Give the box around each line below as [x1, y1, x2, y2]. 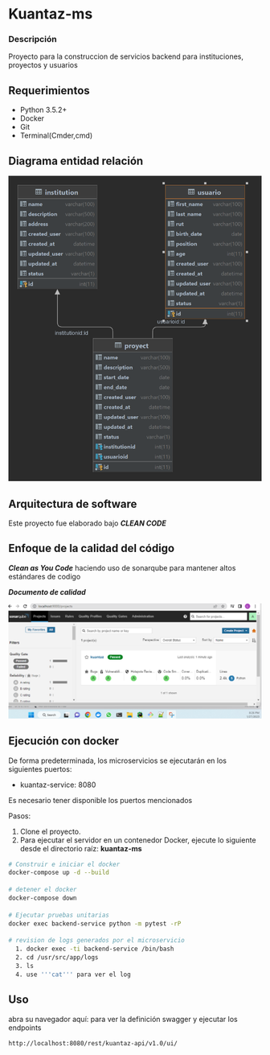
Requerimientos [8, 84, 90, 97]
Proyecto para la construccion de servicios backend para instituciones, [8, 52, 243, 61]
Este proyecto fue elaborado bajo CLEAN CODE [8, 518, 167, 528]
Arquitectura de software [8, 497, 137, 511]
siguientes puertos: [8, 764, 72, 773]
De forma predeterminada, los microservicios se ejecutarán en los [8, 756, 227, 765]
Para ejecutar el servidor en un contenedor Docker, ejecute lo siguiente [19, 835, 256, 845]
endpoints [8, 1023, 42, 1032]
